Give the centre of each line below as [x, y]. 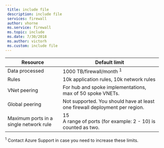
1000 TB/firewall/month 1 [92, 71]
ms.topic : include [26, 32]
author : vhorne [22, 23]
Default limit [110, 62]
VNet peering [23, 90]
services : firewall [27, 18]
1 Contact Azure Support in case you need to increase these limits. [72, 140]
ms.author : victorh [27, 41]
